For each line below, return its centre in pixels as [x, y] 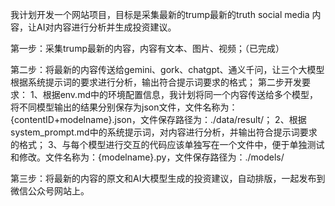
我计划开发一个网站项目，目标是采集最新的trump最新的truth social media [160, 14]
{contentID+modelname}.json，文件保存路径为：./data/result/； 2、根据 [158, 119]
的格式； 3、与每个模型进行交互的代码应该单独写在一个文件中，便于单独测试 [167, 144]
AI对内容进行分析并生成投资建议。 [106, 27]
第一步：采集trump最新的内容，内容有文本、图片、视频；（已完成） [147, 48]
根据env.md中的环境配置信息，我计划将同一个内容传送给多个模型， [180, 94]
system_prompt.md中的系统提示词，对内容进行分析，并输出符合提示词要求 [164, 132]
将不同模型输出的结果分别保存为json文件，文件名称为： [124, 107]
